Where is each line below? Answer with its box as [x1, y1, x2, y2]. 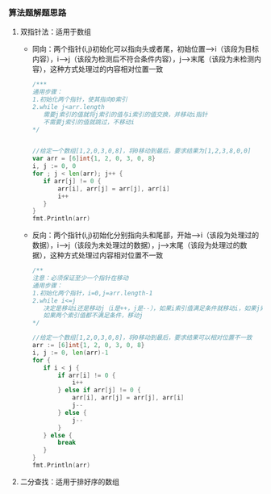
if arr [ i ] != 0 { [57, 371, 116, 379]
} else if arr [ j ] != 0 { [57, 386, 141, 395]
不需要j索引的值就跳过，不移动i [43, 118, 135, 126]
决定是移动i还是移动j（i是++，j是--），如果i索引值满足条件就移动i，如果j [43, 304, 261, 312]
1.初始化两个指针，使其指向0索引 [31, 95, 127, 104]
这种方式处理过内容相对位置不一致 [49, 250, 164, 260]
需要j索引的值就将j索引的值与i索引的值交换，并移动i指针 [43, 111, 208, 119]
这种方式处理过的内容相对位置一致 [49, 65, 164, 74]
